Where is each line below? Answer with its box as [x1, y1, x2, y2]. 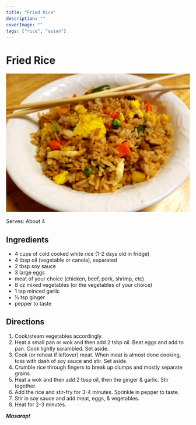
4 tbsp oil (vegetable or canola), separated [14, 256, 118, 263]
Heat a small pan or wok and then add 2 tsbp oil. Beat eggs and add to [14, 338, 184, 345]
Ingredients [6, 235, 49, 245]
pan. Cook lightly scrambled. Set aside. [14, 345, 109, 352]
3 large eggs [14, 269, 45, 276]
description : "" [6, 15, 45, 22]
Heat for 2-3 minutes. [14, 401, 66, 408]
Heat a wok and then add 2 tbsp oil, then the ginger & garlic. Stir [14, 376, 169, 383]
